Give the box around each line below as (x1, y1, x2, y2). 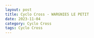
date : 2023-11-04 (5, 16, 41, 21)
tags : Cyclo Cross (5, 26, 43, 31)
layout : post (5, 7, 32, 12)
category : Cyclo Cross (5, 21, 52, 26)
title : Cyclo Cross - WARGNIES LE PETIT (5, 12, 90, 17)
